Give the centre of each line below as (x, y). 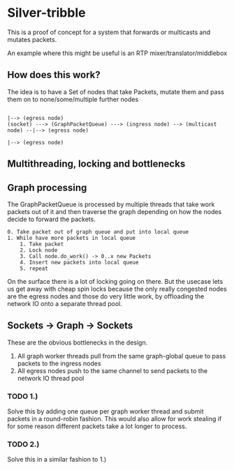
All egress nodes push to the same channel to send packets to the (112, 370)
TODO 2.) (23, 444)
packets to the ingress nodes (59, 363)
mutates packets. (32, 39)
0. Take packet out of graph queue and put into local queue (98, 232)
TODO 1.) (23, 396)
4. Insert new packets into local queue (79, 262)
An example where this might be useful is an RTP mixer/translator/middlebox (117, 53)
